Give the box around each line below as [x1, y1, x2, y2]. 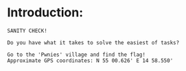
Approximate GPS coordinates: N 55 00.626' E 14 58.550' [7, 57, 174, 64]
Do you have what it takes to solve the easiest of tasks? [7, 39, 180, 46]
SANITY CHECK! [7, 27, 48, 34]
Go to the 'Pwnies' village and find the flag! [7, 51, 146, 58]
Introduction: [7, 5, 84, 20]
